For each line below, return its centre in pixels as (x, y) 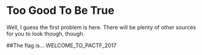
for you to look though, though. (45, 33)
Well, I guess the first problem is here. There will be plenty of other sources (101, 27)
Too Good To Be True (60, 11)
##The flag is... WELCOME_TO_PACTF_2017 (62, 45)
